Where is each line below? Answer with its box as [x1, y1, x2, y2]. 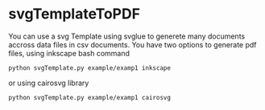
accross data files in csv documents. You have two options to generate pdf [8, 39, 257, 49]
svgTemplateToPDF [8, 5, 141, 23]
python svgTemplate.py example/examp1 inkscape [8, 63, 172, 72]
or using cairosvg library [8, 78, 89, 88]
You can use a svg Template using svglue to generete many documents [8, 31, 246, 41]
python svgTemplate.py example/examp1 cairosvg [8, 93, 172, 101]
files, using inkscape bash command [8, 48, 130, 58]
